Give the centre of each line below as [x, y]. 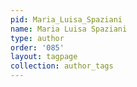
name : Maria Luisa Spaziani [69, 29]
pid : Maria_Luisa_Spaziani [66, 19]
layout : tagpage [44, 57]
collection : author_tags [62, 66]
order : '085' [37, 47]
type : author [37, 38]
